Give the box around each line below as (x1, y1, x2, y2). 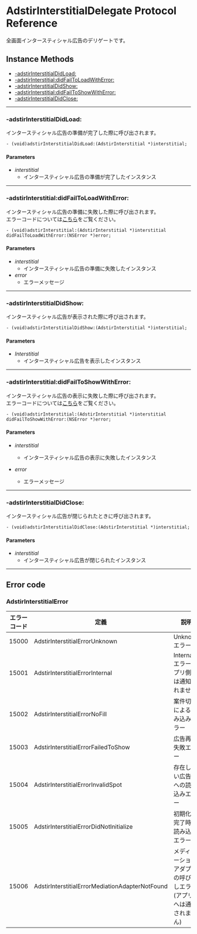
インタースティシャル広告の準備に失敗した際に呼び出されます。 (6, 208, 159, 215)
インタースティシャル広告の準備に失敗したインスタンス (23, 265, 157, 272)
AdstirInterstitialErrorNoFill (33, 710, 107, 718)
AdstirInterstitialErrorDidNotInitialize (33, 822, 133, 830)
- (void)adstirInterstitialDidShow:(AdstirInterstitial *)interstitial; (6, 325, 188, 331)
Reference (6, 16, 57, 30)
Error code (6, 580, 46, 590)
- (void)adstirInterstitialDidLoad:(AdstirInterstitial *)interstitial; (6, 141, 188, 147)
